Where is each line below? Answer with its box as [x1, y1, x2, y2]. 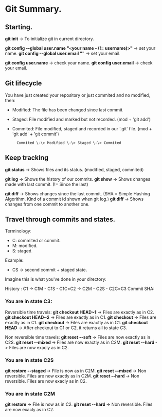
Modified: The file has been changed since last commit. [12, 106, 124, 113]
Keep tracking [5, 154, 49, 162]
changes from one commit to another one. [5, 201, 90, 207]
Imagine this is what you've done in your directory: [5, 276, 107, 282]
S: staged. [12, 248, 33, 254]
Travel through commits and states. [5, 215, 115, 224]
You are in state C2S [5, 356, 54, 363]
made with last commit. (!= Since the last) [5, 181, 89, 187]
